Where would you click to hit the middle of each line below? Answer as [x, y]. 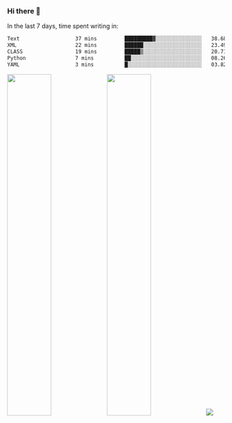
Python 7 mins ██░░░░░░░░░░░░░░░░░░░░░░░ [105, 58]
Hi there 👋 [24, 11]
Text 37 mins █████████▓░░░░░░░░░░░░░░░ [105, 39]
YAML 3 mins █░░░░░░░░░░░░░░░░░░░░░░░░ [105, 64]
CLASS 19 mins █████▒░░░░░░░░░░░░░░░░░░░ [105, 52]
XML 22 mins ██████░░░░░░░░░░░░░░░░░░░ [105, 45]
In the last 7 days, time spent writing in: [63, 26]
